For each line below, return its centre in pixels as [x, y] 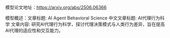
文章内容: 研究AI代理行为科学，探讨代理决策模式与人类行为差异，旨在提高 [88, 24]
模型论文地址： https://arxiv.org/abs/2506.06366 [56, 7]
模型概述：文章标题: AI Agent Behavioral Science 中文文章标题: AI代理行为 [83, 18]
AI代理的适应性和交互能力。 [34, 30]
